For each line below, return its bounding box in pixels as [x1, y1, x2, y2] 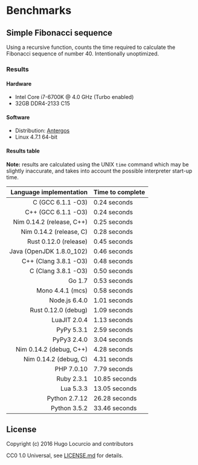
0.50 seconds [93, 267, 133, 275]
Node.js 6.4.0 [49, 296, 88, 305]
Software [6, 113, 30, 121]
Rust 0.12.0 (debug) [30, 306, 88, 314]
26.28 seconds [93, 394, 137, 402]
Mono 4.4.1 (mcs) [36, 286, 88, 294]
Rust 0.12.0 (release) [27, 237, 88, 245]
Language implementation [10, 188, 88, 196]
